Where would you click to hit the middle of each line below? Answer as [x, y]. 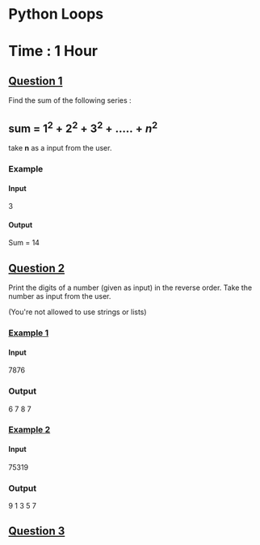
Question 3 [37, 531]
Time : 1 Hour [53, 51]
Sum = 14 [24, 243]
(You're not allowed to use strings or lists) [78, 312]
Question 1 [36, 81]
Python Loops [56, 14]
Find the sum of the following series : [70, 100]
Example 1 [29, 333]
